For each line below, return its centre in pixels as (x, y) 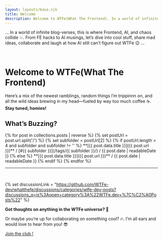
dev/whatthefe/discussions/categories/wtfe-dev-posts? (61, 189)
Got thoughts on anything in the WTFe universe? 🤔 (57, 209)
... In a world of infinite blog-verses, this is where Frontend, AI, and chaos (78, 33)
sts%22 (13, 200)
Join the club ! (19, 234)
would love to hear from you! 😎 (37, 224)
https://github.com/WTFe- (83, 185)
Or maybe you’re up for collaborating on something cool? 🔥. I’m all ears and (81, 219)
